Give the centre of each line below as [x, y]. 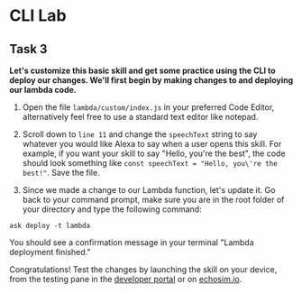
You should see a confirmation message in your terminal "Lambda [132, 243]
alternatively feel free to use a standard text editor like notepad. [140, 117]
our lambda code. [43, 90]
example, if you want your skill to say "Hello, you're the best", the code [154, 153]
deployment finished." [50, 252]
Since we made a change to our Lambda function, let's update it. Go [149, 190]
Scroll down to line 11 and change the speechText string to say [140, 134]
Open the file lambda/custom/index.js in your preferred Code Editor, [148, 107]
